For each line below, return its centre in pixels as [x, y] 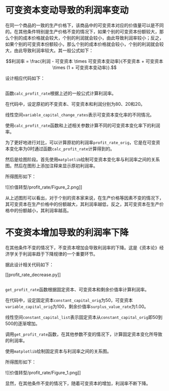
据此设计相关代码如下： [29, 265]
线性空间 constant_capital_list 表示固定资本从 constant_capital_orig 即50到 [84, 317]
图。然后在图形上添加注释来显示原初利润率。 [52, 166]
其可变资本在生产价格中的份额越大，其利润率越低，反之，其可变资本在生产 [82, 204]
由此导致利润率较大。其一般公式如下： [54, 50]
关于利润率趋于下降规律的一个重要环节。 [56, 254]
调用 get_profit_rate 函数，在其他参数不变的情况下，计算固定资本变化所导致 [84, 334]
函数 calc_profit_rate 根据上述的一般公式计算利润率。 [61, 93]
